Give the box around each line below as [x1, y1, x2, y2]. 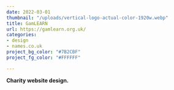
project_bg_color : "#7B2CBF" [6, 49, 81, 55]
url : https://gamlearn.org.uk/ [6, 26, 86, 32]
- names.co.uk [6, 43, 43, 50]
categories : [6, 32, 37, 38]
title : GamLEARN [6, 20, 48, 26]
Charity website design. [6, 77, 69, 84]
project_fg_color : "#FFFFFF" [6, 54, 81, 61]
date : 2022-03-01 [6, 9, 51, 15]
